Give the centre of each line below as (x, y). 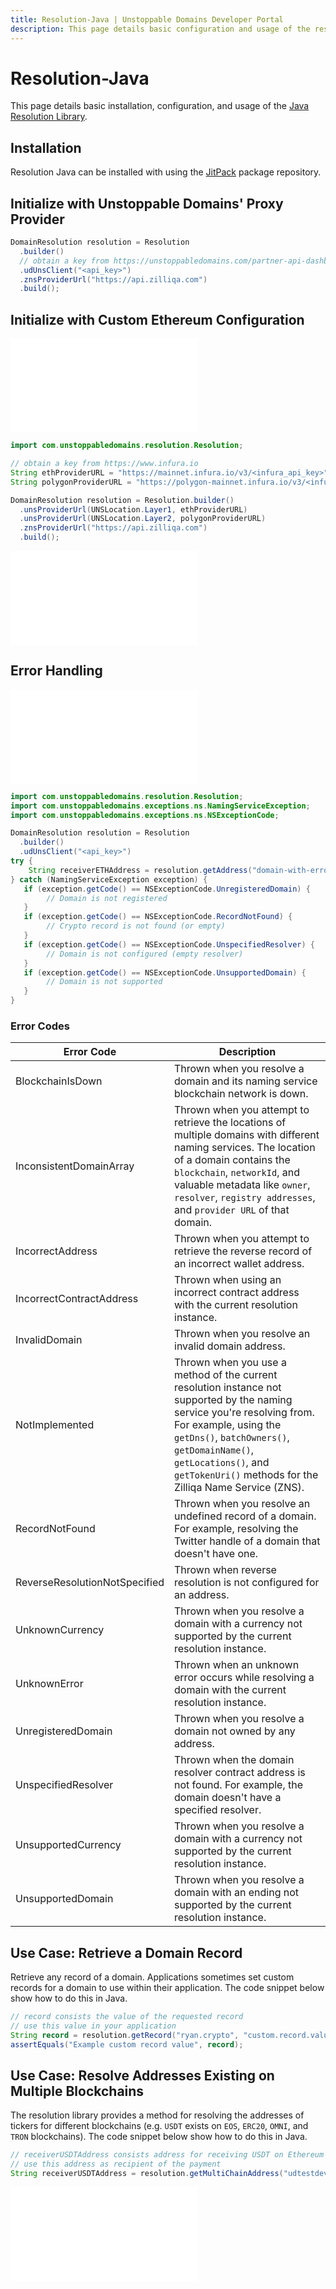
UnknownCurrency (60, 1630)
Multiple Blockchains (77, 2091)
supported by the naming (233, 1400)
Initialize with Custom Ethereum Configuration (157, 319)
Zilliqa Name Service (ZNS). (239, 1488)
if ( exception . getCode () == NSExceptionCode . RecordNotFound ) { (158, 917)
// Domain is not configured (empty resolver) (145, 954)
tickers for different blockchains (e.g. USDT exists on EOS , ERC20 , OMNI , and (159, 2126)
